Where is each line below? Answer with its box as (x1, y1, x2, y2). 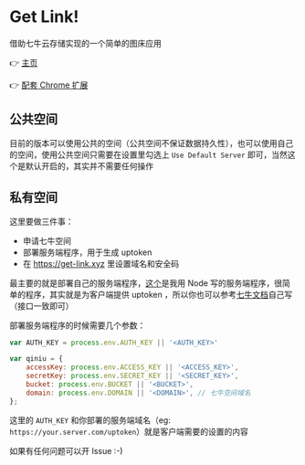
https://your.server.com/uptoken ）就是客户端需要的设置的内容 (9, 426, 248, 437)
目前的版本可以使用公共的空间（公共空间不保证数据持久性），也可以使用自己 (9, 137, 294, 148)
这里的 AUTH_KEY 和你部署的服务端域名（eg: (9, 414, 171, 426)
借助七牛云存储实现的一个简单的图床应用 (9, 37, 162, 48)
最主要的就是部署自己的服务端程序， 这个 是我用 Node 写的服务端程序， (9, 277, 275, 289)
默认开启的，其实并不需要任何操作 (25, 160, 153, 171)
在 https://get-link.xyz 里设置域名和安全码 (22, 258, 180, 269)
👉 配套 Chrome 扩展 (9, 79, 89, 90)
